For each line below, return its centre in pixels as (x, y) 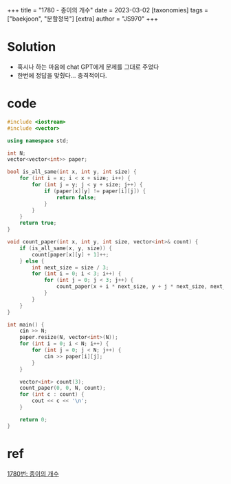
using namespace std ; (38, 141)
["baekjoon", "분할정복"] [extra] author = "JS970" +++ (83, 19)
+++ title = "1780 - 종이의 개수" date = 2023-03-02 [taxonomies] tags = (108, 10)
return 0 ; (34, 419)
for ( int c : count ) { (52, 395)
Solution (32, 47)
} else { (32, 261)
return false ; (76, 197)
